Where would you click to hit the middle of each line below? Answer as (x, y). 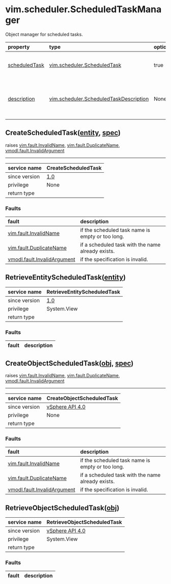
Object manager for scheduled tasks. (44, 34)
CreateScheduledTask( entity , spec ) (63, 133)
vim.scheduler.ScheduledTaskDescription (99, 99)
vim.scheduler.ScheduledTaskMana (83, 9)
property (19, 47)
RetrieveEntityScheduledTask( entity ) (66, 277)
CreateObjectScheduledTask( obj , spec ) (69, 363)
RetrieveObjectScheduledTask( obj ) (62, 508)
